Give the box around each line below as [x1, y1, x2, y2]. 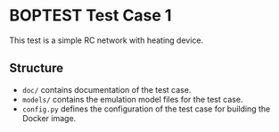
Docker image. [21, 112, 77, 123]
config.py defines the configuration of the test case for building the [21, 103, 271, 114]
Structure [9, 61, 64, 76]
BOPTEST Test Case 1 [9, 5, 172, 26]
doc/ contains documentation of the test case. [21, 84, 192, 95]
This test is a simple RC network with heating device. [9, 35, 204, 45]
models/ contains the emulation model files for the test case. [21, 94, 243, 104]
